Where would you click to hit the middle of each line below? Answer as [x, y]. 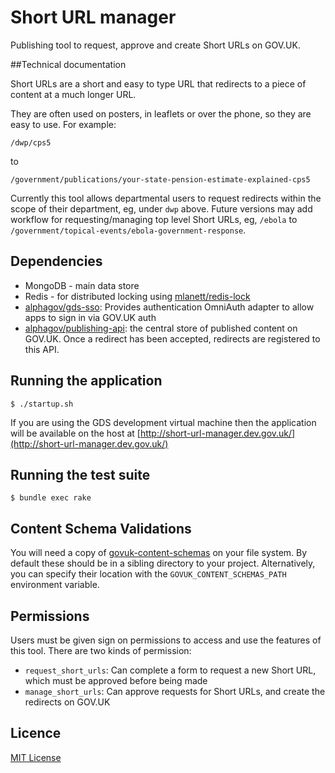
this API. [42, 349]
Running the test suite [80, 474]
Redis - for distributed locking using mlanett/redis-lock [137, 296]
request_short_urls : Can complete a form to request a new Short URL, [170, 670]
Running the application [86, 381]
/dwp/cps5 [31, 142]
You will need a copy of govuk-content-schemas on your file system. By [159, 553]
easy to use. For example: [63, 124]
